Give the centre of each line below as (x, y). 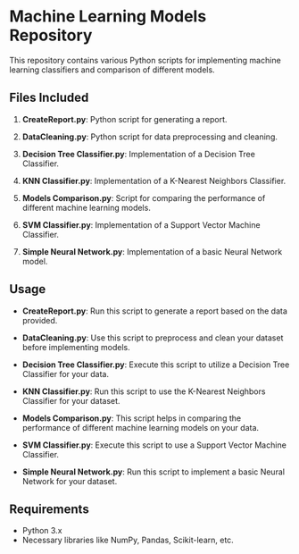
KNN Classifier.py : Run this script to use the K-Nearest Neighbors (144, 391)
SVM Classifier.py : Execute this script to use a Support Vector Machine (154, 445)
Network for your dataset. (70, 481)
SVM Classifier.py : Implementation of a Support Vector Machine (141, 224)
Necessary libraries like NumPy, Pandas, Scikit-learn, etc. (128, 540)
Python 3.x (42, 531)
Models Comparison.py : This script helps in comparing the (132, 418)
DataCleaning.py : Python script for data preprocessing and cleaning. (150, 137)
